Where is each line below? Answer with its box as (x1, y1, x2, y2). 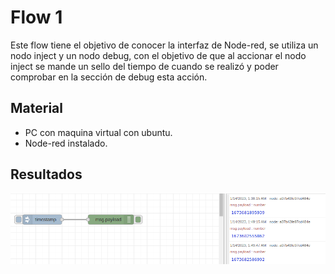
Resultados (10, 166, 83, 183)
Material (10, 100, 63, 117)
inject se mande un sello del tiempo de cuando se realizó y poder (10, 60, 279, 72)
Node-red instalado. (24, 137, 108, 149)
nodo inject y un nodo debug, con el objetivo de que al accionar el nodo (10, 49, 307, 61)
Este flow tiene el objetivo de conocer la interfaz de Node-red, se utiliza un (10, 39, 319, 51)
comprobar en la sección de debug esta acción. (10, 71, 208, 83)
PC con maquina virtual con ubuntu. (24, 126, 173, 138)
